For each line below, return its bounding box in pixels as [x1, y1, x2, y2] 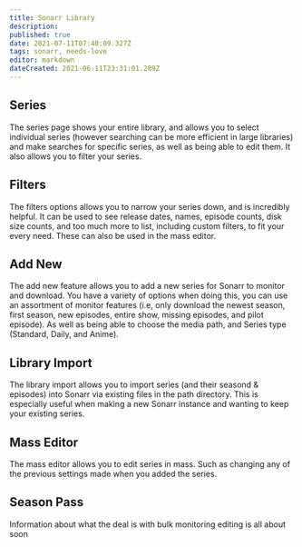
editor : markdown [9, 55, 75, 65]
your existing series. [9, 408, 85, 419]
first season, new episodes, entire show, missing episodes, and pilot [9, 310, 265, 321]
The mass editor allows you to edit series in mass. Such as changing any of [9, 458, 291, 469]
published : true [9, 30, 71, 39]
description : [9, 22, 59, 31]
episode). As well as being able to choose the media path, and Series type [9, 319, 287, 330]
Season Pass [9, 494, 84, 510]
